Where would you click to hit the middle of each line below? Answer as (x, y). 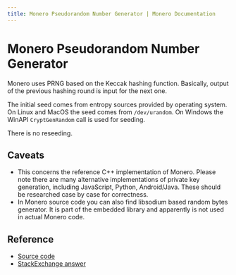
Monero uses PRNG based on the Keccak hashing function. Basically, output (118, 83)
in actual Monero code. (51, 217)
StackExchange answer (51, 264)
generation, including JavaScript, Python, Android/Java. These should (119, 187)
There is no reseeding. (40, 133)
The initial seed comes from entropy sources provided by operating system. (117, 104)
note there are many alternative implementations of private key (108, 180)
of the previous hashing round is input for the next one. (87, 91)
